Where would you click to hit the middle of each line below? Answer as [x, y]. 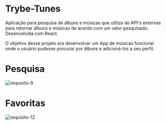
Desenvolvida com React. [32, 33]
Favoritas [25, 103]
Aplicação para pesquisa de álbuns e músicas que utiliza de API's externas [83, 23]
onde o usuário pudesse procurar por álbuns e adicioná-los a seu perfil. [80, 48]
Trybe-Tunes [33, 9]
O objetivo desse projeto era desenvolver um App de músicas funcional [79, 43]
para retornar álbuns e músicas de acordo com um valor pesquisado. [77, 28]
